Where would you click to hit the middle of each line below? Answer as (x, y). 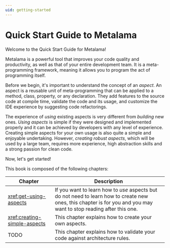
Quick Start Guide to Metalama (71, 35)
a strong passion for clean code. (39, 149)
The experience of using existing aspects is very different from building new (85, 116)
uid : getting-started (28, 10)
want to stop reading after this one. (96, 209)
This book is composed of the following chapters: (57, 169)
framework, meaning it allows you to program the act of (92, 70)
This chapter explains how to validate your (105, 232)
